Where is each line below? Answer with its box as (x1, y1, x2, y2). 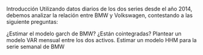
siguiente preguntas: (6, 18, 58, 25)
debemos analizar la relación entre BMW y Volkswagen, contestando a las (6, 12, 193, 19)
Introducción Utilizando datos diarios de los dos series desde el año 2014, (6, 5, 193, 12)
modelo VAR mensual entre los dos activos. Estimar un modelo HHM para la (6, 37, 197, 43)
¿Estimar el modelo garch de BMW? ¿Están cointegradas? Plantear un (6, 30, 182, 37)
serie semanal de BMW (6, 43, 65, 50)
